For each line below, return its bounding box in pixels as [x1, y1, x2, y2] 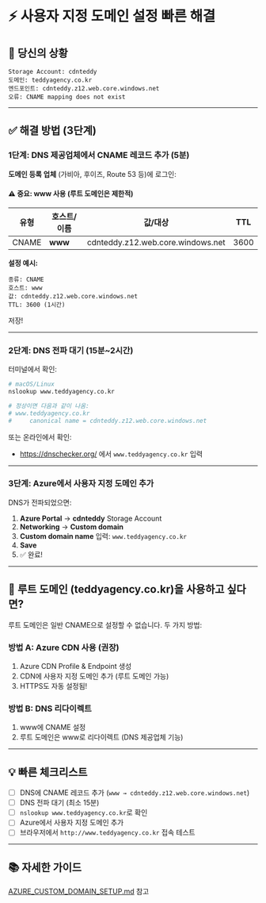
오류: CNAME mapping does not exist [8, 93, 126, 101]
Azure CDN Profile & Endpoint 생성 [19, 661, 132, 671]
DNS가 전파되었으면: [8, 498, 72, 507]
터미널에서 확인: [8, 364, 58, 374]
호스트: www [8, 283, 43, 292]
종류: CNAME [8, 275, 44, 283]
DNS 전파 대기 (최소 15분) [19, 798, 100, 808]
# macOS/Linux [8, 380, 55, 389]
